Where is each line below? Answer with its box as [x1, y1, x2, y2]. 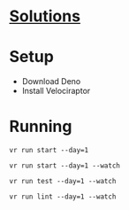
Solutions [9, 6, 81, 27]
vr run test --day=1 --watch [9, 177, 117, 186]
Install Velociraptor [21, 86, 91, 97]
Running [9, 117, 72, 136]
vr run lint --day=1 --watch [9, 192, 117, 201]
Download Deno [21, 76, 81, 87]
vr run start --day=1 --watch [9, 161, 121, 170]
